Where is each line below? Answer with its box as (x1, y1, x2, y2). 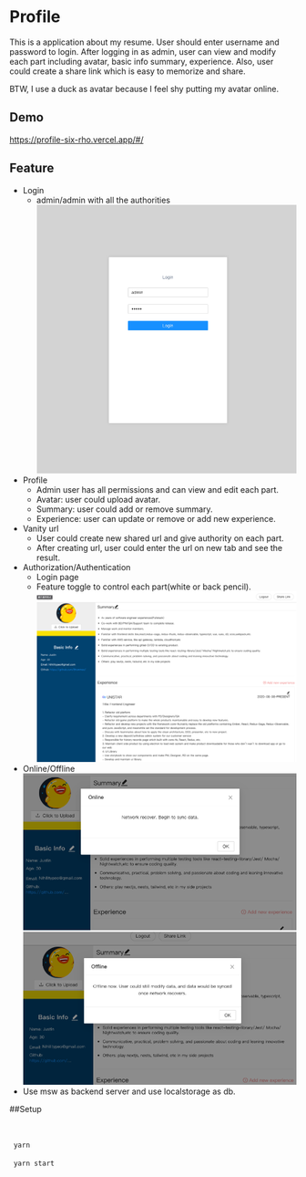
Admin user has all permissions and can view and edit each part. (36, 484, 280, 495)
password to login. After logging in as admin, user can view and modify (9, 46, 276, 57)
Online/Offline (22, 763, 76, 774)
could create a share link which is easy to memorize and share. (9, 66, 246, 77)
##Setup (9, 1104, 43, 1115)
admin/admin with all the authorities (36, 194, 171, 205)
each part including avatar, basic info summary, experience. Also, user (9, 56, 274, 67)
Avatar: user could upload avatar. (36, 494, 161, 505)
